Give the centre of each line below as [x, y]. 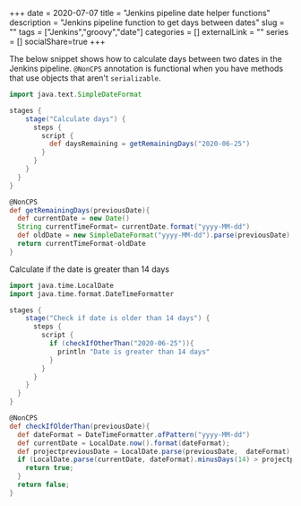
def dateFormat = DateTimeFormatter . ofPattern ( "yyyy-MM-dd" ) [134, 434]
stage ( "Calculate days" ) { [76, 119]
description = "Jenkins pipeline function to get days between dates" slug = [147, 22]
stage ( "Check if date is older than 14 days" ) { [118, 318]
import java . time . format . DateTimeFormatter [92, 294]
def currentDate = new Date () [73, 219]
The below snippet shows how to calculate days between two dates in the [146, 59]
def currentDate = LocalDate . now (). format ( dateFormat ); [124, 443]
